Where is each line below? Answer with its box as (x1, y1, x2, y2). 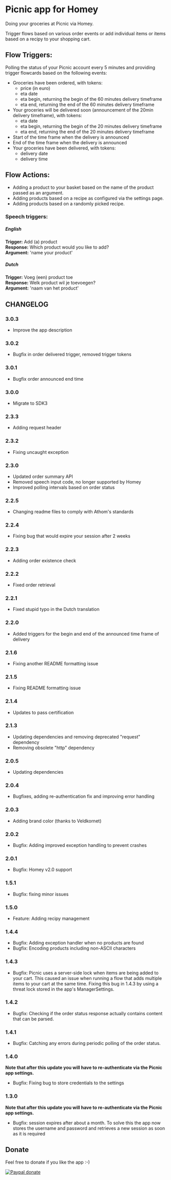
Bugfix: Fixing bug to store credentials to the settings (12, 1080, 124, 1086)
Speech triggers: (5, 213, 48, 221)
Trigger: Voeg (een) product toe (5, 274, 73, 280)
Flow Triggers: (5, 51, 53, 59)
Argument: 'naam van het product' (5, 285, 79, 291)
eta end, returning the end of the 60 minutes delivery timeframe (20, 101, 155, 107)
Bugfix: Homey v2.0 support (12, 866, 72, 873)
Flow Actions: (5, 170, 50, 180)
